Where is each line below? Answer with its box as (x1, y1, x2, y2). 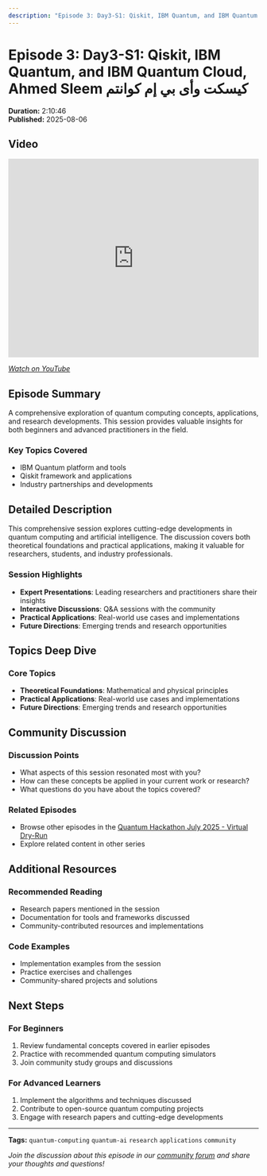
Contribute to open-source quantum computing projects (19, 1104, 204, 1113)
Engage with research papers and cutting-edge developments (19, 1112, 224, 1122)
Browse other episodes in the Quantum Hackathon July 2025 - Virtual (19, 822, 249, 832)
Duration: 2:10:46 (8, 106, 67, 115)
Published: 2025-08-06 (8, 114, 87, 124)
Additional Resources (8, 862, 117, 876)
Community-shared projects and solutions (19, 976, 158, 985)
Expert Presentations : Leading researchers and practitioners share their (19, 587, 257, 597)
